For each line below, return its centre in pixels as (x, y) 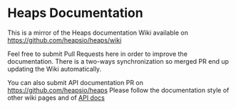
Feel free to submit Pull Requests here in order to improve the (97, 54)
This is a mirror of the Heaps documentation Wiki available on (98, 33)
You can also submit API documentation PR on (76, 82)
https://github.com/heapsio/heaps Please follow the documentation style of (118, 90)
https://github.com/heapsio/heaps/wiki (65, 40)
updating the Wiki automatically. (55, 69)
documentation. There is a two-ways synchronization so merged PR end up (118, 61)
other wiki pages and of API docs (56, 98)
